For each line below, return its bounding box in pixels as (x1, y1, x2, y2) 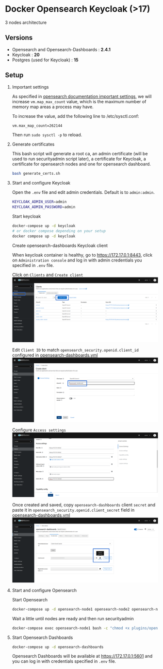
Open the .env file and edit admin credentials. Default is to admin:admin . (12, 189, 155, 195)
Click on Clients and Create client (12, 272, 83, 278)
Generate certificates (12, 141, 55, 147)
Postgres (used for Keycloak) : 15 (12, 57, 79, 63)
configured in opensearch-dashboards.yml (12, 352, 98, 358)
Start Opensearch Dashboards (12, 634, 73, 640)
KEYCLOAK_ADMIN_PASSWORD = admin (12, 204, 76, 210)
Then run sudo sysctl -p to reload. (12, 132, 82, 138)
